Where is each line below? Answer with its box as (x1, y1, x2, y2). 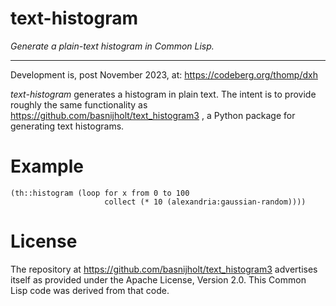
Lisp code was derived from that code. (10, 284, 170, 296)
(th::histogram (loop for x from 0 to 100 (10, 188, 190, 198)
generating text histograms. (10, 120, 125, 132)
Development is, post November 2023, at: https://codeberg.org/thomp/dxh (10, 68, 318, 81)
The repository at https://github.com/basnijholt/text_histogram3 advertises (10, 263, 318, 275)
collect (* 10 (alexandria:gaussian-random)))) (104, 197, 307, 207)
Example (10, 155, 84, 178)
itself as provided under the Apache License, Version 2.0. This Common (10, 273, 307, 286)
